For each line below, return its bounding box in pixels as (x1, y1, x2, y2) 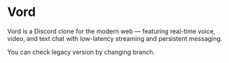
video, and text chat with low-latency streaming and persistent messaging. (7, 34, 223, 42)
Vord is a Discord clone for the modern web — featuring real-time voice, (7, 27, 216, 35)
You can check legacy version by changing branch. (7, 48, 155, 56)
